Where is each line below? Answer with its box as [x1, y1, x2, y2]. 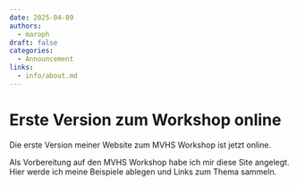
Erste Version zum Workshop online [9, 109, 282, 130]
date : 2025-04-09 [9, 13, 74, 22]
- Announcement [17, 55, 74, 63]
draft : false [9, 38, 58, 47]
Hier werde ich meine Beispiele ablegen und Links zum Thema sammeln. [9, 166, 277, 177]
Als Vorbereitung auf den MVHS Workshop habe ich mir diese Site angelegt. [9, 156, 290, 167]
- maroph [17, 30, 50, 38]
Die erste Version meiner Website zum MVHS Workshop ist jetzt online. [9, 139, 271, 150]
